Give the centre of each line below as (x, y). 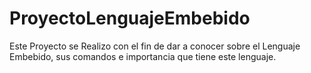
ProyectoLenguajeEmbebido (130, 18)
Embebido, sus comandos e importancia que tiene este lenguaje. (143, 56)
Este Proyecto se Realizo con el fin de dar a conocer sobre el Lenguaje (155, 46)
